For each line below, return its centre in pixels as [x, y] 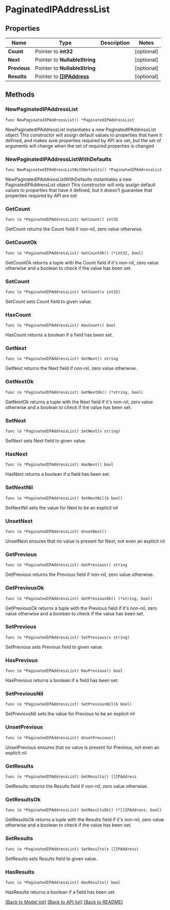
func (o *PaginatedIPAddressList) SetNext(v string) [63, 431]
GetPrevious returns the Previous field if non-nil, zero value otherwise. [80, 575]
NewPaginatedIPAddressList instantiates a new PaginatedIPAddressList [81, 129]
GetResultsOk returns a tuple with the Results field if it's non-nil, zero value [85, 820]
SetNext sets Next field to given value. [46, 441]
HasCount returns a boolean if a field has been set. [59, 335]
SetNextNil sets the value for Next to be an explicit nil [62, 508]
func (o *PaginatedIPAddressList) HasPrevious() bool [64, 671]
